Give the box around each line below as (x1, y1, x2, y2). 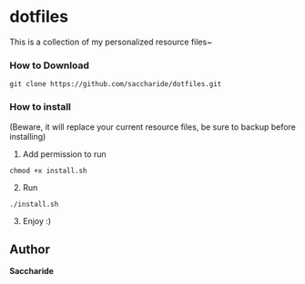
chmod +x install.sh (9, 166, 88, 175)
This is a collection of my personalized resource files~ (9, 36, 212, 47)
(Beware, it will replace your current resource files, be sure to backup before (9, 121, 296, 132)
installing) (9, 131, 46, 142)
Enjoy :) (22, 215, 52, 226)
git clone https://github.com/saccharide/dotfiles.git (9, 80, 222, 89)
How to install (9, 101, 71, 113)
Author (9, 241, 50, 257)
